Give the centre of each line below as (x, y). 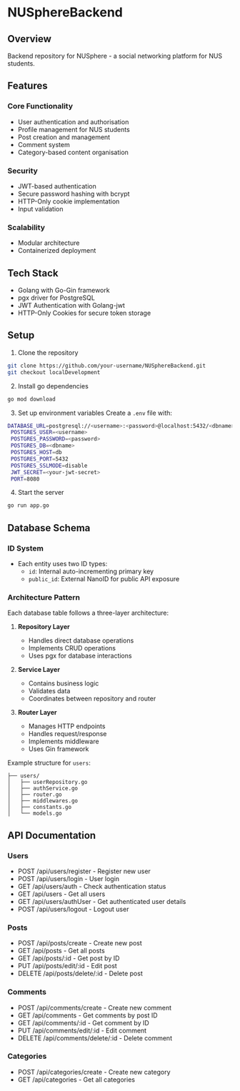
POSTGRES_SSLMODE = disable (49, 466)
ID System (26, 548)
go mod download (31, 399)
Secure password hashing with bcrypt (74, 193)
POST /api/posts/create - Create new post (80, 943)
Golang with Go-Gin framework (64, 291)
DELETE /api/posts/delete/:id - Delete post (80, 974)
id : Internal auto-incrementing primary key (91, 571)
